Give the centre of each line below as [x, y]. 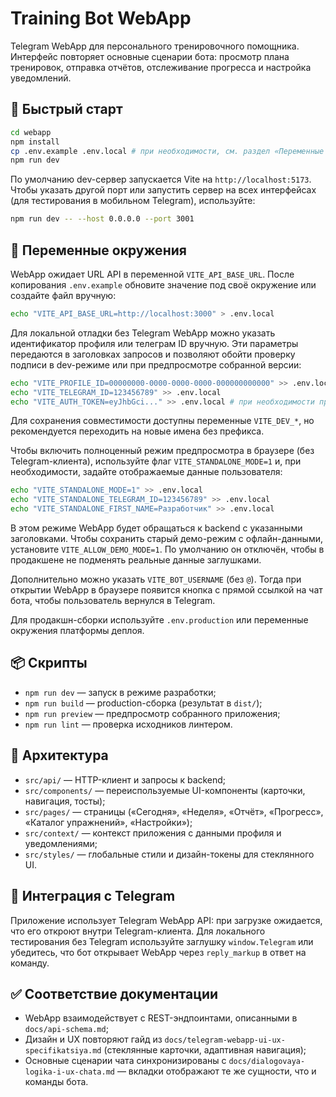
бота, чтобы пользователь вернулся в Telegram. [113, 601]
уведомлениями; [61, 843]
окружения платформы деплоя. [77, 631]
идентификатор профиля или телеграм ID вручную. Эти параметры [154, 343]
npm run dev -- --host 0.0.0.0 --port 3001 [102, 219]
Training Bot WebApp [101, 18]
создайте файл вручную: [63, 295]
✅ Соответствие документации [114, 993]
